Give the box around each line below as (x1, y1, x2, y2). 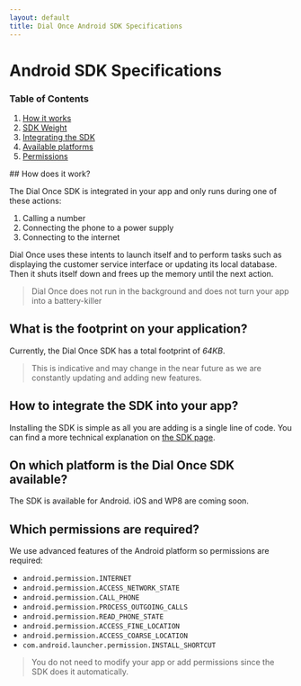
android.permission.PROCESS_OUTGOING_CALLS (22, 603, 189, 612)
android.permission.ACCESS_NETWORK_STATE (22, 584, 180, 593)
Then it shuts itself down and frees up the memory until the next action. (9, 268, 274, 279)
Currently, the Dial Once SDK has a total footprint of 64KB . (9, 345, 226, 356)
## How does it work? (9, 168, 91, 179)
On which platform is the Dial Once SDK (9, 458, 235, 473)
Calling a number (22, 212, 86, 223)
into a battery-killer (31, 295, 102, 306)
